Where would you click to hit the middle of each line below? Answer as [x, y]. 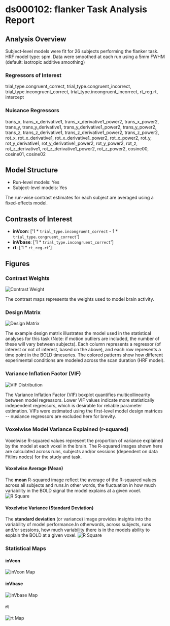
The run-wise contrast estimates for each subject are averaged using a [79, 198]
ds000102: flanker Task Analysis [76, 9]
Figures [18, 264]
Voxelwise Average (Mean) [34, 468]
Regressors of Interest [33, 75]
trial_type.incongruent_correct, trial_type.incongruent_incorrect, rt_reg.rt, [82, 92]
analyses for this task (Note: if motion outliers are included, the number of [82, 339]
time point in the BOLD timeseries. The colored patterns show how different [84, 355]
